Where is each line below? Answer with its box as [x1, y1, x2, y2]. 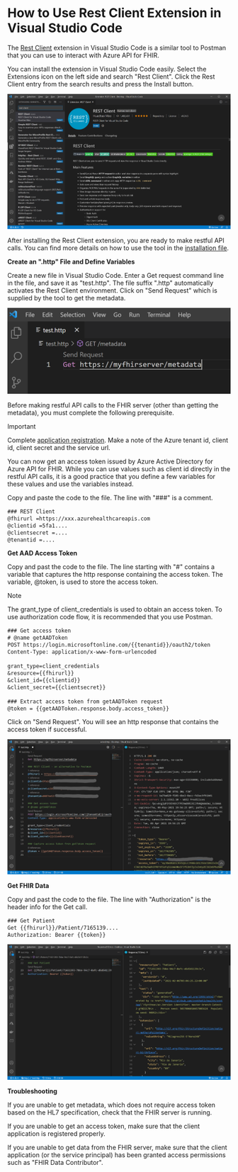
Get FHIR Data [7, 881, 50, 890]
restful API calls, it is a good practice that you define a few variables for [7, 472, 216, 480]
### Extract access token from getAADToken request [7, 698, 163, 705]
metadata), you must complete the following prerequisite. [7, 408, 175, 417]
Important [7, 422, 36, 430]
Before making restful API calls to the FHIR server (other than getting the [7, 400, 219, 409]
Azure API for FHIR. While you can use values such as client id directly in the [7, 464, 231, 473]
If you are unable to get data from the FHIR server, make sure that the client [7, 1143, 228, 1151]
